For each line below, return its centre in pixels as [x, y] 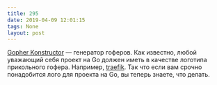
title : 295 [23, 13]
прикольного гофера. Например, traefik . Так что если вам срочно [105, 67]
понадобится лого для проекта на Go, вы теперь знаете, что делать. [108, 75]
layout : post [26, 33]
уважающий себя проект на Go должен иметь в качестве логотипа [107, 60]
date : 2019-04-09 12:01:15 [46, 20]
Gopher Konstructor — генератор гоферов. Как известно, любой [102, 53]
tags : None [23, 26]
